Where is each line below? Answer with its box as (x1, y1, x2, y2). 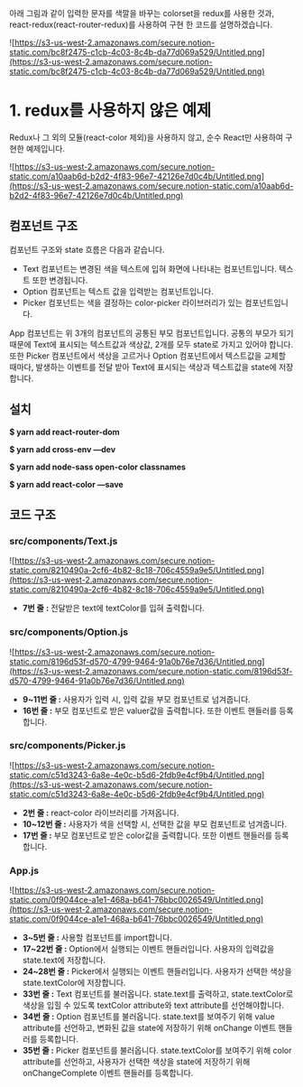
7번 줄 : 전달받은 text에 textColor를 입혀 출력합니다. (22, 603, 206, 614)
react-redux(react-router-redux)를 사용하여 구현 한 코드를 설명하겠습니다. (9, 19, 273, 30)
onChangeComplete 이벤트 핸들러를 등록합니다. (22, 1068, 194, 1079)
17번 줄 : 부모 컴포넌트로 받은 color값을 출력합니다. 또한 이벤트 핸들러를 (22, 830, 273, 841)
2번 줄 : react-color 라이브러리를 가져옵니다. (22, 807, 179, 818)
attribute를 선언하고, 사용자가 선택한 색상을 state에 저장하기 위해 (22, 1056, 251, 1067)
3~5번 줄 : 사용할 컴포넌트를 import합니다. (22, 933, 173, 943)
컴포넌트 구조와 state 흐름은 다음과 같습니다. (9, 244, 165, 255)
